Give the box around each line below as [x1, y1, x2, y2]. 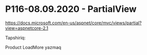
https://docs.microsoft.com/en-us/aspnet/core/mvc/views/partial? [5, 20, 142, 26]
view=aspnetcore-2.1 [5, 25, 48, 31]
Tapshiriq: [5, 35, 26, 41]
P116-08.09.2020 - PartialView [5, 3, 136, 15]
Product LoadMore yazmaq [5, 44, 61, 50]
